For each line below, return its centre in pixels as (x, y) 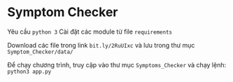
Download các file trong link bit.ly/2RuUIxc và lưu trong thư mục (101, 45)
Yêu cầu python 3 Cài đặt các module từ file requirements (90, 32)
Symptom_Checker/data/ (40, 52)
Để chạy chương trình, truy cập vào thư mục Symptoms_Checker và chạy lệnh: (116, 64)
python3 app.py (29, 71)
